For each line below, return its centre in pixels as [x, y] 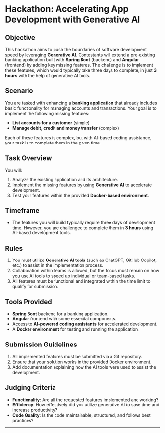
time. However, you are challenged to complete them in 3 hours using [83, 228]
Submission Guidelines [41, 345]
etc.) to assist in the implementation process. [58, 265]
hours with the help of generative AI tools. [48, 75]
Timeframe [22, 211]
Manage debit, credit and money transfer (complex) [66, 128]
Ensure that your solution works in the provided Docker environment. [82, 362]
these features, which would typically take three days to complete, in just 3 [81, 70]
